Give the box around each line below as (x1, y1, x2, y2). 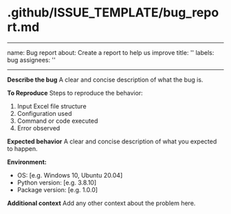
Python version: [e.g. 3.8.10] (16, 178, 97, 187)
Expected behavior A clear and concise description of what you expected (7, 137, 217, 145)
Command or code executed (16, 117, 98, 125)
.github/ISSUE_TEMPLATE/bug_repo (7, 5, 219, 21)
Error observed (16, 123, 60, 132)
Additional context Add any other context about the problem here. (7, 199, 196, 207)
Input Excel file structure (16, 102, 87, 110)
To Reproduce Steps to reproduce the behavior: (7, 88, 143, 97)
